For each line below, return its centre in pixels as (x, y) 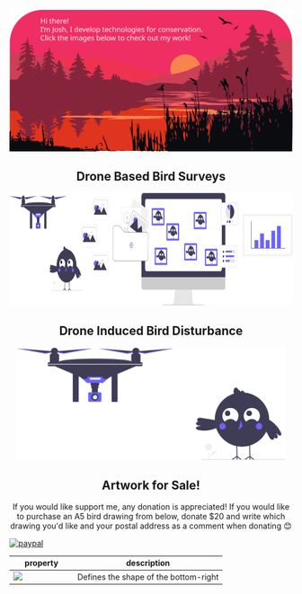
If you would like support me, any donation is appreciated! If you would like (151, 506)
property (41, 563)
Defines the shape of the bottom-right (148, 577)
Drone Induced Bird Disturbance (151, 330)
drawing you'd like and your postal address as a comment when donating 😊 (151, 526)
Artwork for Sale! (151, 485)
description (148, 563)
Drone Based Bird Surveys (151, 176)
